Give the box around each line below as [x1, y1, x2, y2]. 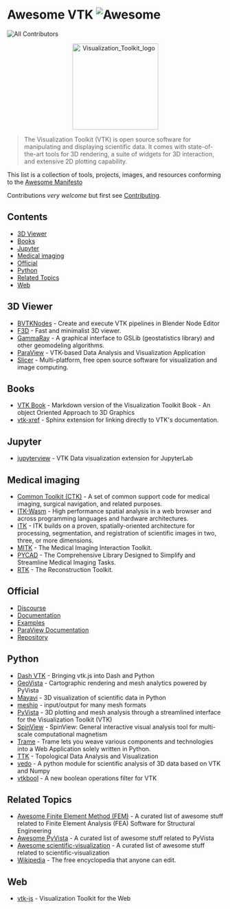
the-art [23, 150, 45, 158]
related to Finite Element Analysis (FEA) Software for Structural [16, 819, 196, 828]
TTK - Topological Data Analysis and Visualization [16, 752, 159, 760]
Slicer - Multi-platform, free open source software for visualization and [16, 356, 218, 364]
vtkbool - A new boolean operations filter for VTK [16, 774, 157, 782]
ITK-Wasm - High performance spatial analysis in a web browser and [16, 507, 211, 515]
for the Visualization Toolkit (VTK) [16, 715, 113, 724]
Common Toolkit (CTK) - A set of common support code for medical [16, 493, 210, 500]
